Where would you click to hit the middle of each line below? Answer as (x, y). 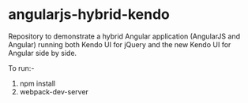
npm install (38, 83)
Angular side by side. (43, 53)
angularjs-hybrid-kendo (89, 15)
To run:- (21, 68)
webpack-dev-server (54, 91)
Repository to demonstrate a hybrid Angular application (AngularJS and (124, 36)
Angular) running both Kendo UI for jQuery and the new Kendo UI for (120, 44)
